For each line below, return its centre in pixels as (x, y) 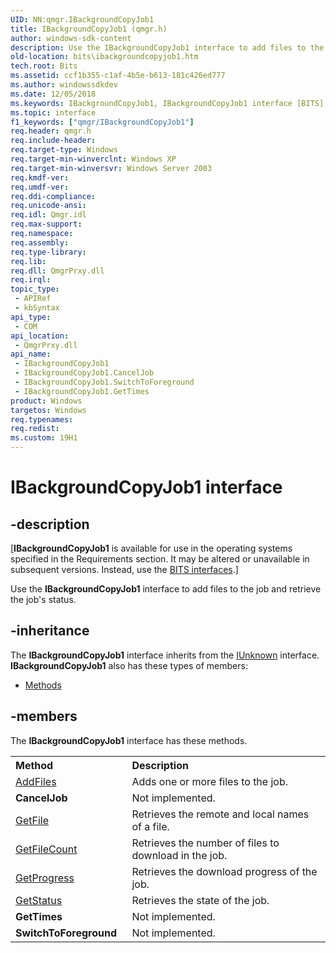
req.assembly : (40, 242)
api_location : (40, 336)
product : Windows (46, 401)
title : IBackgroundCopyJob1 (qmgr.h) (89, 29)
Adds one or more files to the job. (210, 781)
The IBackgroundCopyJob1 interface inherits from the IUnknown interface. (165, 655)
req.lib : (28, 261)
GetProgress (45, 878)
